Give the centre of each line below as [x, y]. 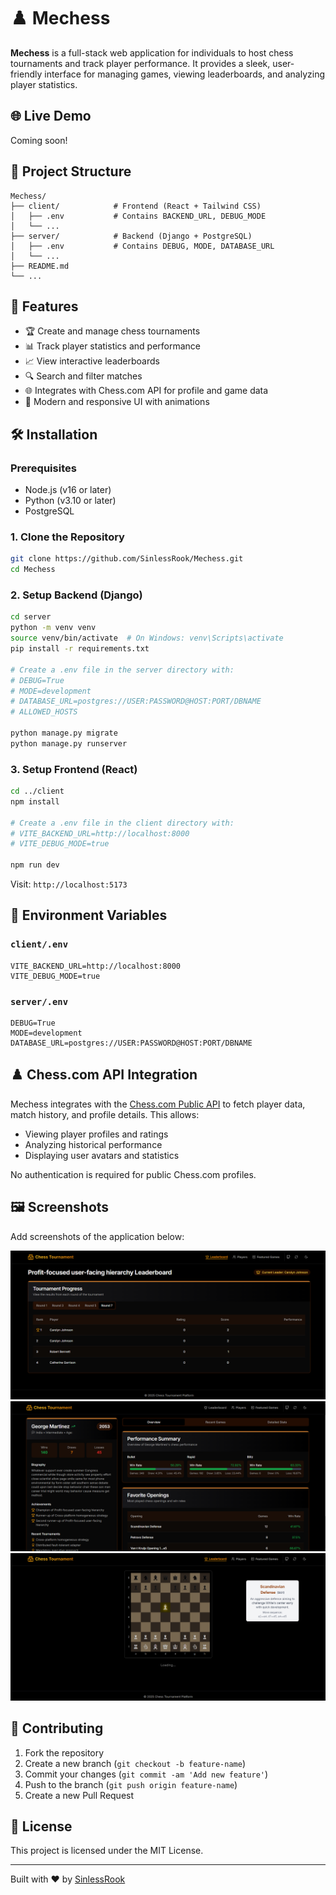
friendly [26, 74]
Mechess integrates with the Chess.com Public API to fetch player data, [158, 1104]
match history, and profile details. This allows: [105, 1114]
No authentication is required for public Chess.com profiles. [133, 1174]
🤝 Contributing [57, 1728]
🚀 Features [44, 306]
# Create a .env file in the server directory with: [122, 670]
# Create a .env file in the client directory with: [122, 823]
